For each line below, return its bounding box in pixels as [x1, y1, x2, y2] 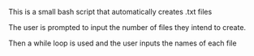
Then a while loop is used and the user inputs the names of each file [8, 38, 237, 48]
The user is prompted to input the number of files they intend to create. [8, 23, 246, 32]
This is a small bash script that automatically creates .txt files [8, 7, 213, 16]
